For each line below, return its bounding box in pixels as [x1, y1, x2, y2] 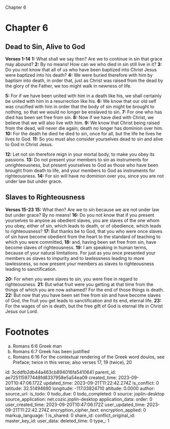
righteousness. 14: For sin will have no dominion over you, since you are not [5, 173, 164, 179]
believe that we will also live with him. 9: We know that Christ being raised [5, 120, 160, 126]
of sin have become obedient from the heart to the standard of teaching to [5, 234, 161, 240]
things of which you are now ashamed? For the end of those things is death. [5, 287, 164, 293]
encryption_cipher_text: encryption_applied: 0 [50, 407, 146, 413]
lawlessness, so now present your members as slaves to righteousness [5, 261, 154, 267]
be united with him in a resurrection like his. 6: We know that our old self [5, 98, 156, 104]
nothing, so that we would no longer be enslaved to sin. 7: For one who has [5, 109, 162, 115]
